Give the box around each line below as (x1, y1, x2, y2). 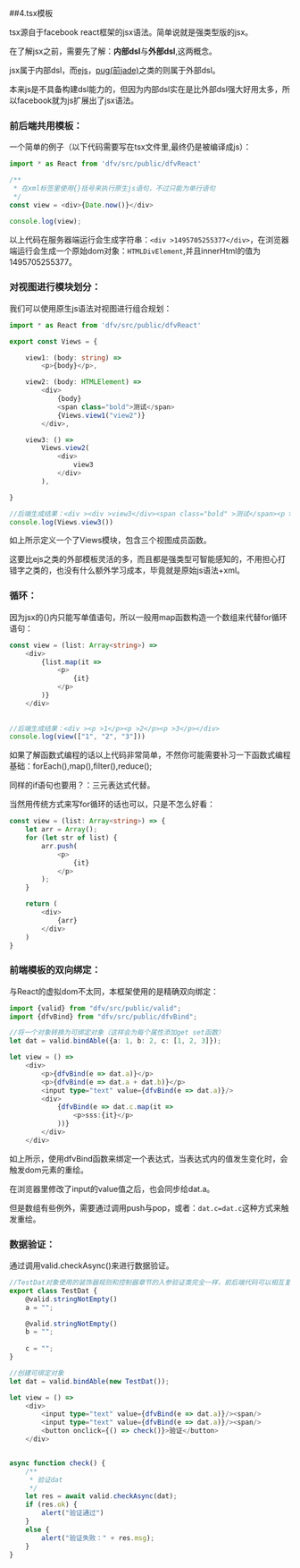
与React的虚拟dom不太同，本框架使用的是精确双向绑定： (9, 985, 219, 996)
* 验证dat (29, 1475, 63, 1484)
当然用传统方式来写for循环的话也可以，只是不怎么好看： (9, 799, 216, 810)
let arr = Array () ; (25, 825, 98, 834)
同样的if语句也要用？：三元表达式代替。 (9, 780, 155, 790)
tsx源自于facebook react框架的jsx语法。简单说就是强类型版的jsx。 (9, 27, 254, 38)
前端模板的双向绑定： (9, 964, 101, 976)
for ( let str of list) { (25, 833, 118, 843)
